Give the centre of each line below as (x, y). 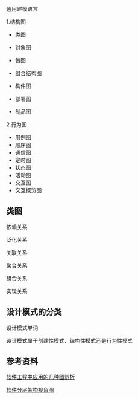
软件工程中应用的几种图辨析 (41, 377)
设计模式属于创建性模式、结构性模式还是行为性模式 (69, 340)
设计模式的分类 (34, 312)
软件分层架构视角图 (30, 390)
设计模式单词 (22, 328)
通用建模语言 (22, 9)
